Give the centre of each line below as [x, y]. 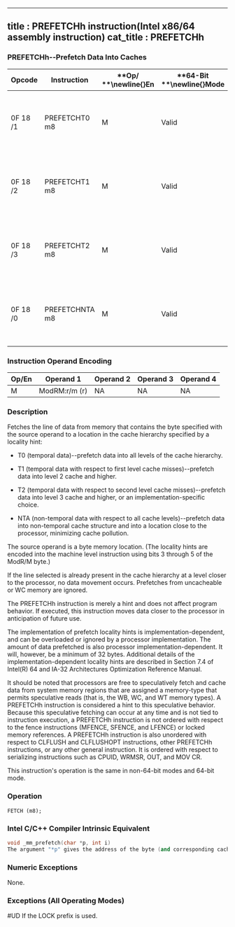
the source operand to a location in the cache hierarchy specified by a [108, 434]
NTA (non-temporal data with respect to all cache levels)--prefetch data [121, 518]
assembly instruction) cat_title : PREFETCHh [106, 37]
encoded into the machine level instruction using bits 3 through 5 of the [110, 554]
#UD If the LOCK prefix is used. [52, 916]
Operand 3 [155, 378]
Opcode [24, 80]
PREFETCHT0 [67, 118]
